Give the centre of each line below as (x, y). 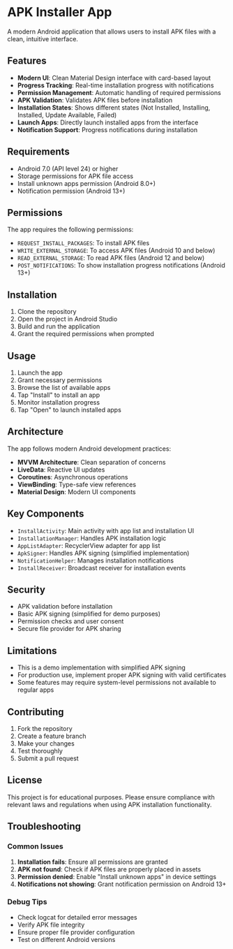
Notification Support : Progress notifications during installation (107, 129)
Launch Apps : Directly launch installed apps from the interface (108, 122)
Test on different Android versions (66, 939)
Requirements (38, 152)
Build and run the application (59, 326)
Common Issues (36, 846)
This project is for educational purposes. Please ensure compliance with (111, 797)
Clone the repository (47, 312)
